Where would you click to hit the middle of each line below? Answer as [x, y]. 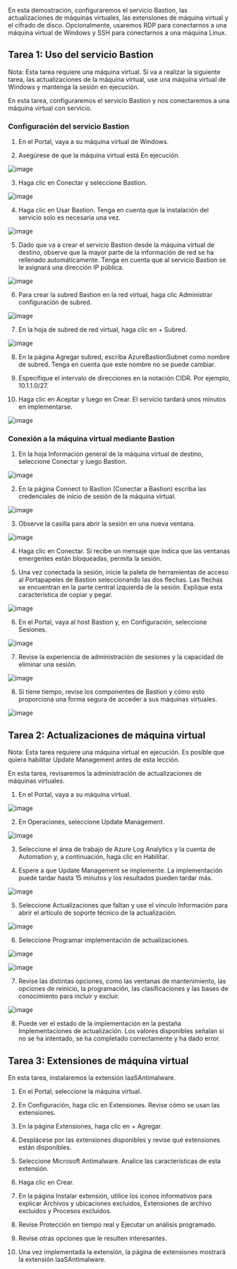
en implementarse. [45, 407]
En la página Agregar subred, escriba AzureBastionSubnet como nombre [124, 357]
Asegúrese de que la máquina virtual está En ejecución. [99, 155]
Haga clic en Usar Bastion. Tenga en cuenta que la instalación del [113, 210]
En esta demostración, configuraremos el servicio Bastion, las [98, 10]
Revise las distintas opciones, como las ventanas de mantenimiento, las [122, 981]
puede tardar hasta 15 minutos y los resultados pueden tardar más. [115, 878]
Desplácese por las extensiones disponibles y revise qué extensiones [119, 1140]
